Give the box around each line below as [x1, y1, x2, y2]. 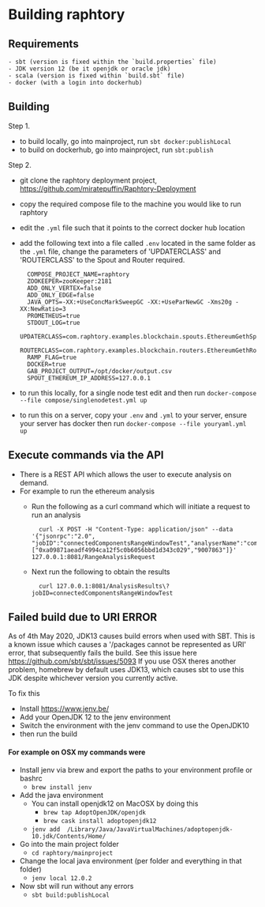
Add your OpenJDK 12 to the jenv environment [19, 712, 171, 722]
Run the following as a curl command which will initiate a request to [31, 501, 251, 511]
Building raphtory [8, 6, 125, 24]
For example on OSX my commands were [8, 747, 146, 757]
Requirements [8, 37, 79, 51]
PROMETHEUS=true [27, 312, 80, 319]
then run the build [19, 729, 77, 739]
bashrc [19, 773, 43, 783]
